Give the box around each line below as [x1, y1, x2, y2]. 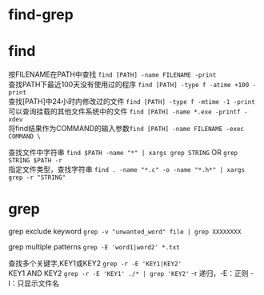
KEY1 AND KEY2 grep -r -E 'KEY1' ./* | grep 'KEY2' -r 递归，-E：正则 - [8, 269, 254, 278]
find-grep [8, 6, 74, 24]
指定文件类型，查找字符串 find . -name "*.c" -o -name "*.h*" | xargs [8, 165, 246, 174]
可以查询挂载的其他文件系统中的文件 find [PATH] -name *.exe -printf [8, 106, 241, 117]
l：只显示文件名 [8, 278, 60, 289]
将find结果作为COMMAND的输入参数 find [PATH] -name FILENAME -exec [8, 124, 245, 134]
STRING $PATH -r [8, 157, 62, 165]
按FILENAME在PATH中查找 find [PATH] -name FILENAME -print [8, 70, 217, 79]
